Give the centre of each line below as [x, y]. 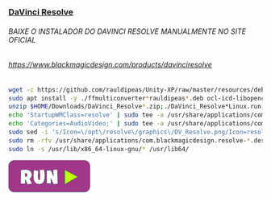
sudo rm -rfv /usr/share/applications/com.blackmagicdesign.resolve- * [129, 140]
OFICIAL [22, 39]
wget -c [21, 90]
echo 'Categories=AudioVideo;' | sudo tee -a [86, 124]
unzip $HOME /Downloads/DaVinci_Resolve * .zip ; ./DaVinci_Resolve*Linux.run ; [137, 107]
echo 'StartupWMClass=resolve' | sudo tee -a [86, 115]
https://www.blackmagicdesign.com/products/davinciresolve [110, 65]
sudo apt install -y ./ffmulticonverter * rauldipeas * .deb [106, 98]
